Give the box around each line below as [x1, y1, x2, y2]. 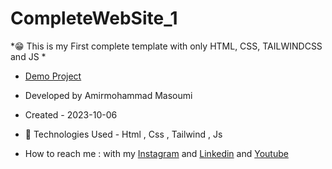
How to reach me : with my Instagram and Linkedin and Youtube [24, 147, 289, 159]
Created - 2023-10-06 [24, 108, 118, 121]
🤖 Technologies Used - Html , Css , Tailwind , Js [24, 128, 223, 140]
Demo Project [24, 70, 82, 82]
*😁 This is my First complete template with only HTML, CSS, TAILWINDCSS [10, 40, 323, 52]
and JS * [10, 50, 47, 62]
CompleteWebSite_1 [10, 7, 178, 30]
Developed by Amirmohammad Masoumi [24, 89, 193, 101]
